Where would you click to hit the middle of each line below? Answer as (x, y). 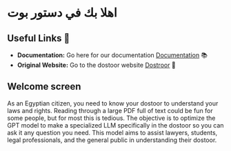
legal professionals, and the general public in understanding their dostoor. (112, 140)
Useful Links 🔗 (39, 38)
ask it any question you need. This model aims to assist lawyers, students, (112, 132)
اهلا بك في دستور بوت (62, 13)
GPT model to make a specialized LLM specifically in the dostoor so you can (115, 125)
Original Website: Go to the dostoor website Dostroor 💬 (96, 65)
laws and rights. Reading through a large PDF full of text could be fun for (110, 110)
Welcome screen (44, 87)
